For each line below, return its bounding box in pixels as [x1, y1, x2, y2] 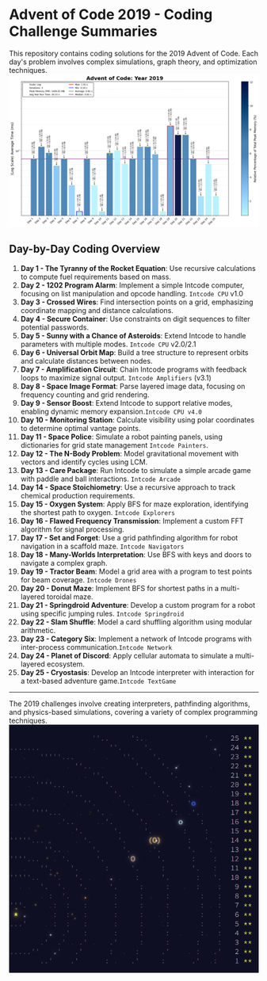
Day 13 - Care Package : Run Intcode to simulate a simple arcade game [20, 465, 252, 475]
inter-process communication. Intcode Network [20, 642, 173, 651]
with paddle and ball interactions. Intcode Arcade [20, 474, 181, 483]
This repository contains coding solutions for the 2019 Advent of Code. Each [9, 48, 259, 58]
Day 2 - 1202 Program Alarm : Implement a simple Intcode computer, [20, 280, 245, 290]
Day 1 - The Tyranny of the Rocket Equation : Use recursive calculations [20, 263, 256, 273]
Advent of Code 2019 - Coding [9, 6, 213, 24]
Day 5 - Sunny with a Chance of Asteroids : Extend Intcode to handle [20, 330, 246, 340]
